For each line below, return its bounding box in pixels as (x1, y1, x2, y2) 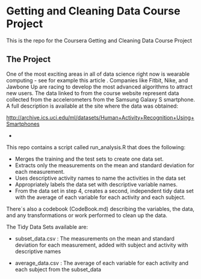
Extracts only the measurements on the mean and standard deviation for (14, 161, 194, 169)
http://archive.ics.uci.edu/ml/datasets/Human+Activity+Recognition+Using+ (6, 114, 194, 121)
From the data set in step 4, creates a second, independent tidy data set (14, 187, 194, 194)
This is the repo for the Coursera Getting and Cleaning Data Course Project (6, 37, 193, 44)
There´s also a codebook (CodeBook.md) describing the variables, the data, (6, 205, 194, 212)
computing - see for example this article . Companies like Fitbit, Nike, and (6, 76, 188, 84)
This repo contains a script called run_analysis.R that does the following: (6, 143, 185, 151)
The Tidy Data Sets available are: (6, 223, 88, 230)
